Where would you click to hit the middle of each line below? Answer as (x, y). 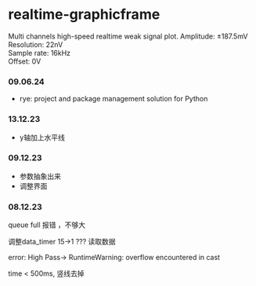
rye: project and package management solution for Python (114, 99)
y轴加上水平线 (42, 137)
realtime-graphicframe (84, 15)
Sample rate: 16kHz (40, 53)
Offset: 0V (25, 61)
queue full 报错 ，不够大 (47, 225)
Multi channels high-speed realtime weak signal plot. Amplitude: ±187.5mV (128, 36)
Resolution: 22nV (36, 44)
